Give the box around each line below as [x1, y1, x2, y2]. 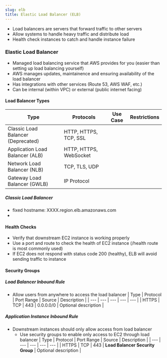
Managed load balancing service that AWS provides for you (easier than [12, 60, 160, 66]
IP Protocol [64, 178, 89, 184]
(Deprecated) [7, 138, 39, 145]
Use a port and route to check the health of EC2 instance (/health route [12, 240, 158, 246]
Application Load [7, 146, 47, 153]
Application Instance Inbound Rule [5, 314, 79, 320]
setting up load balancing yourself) [12, 65, 84, 71]
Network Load [7, 160, 41, 167]
